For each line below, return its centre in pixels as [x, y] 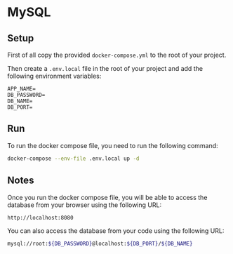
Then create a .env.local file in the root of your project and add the [105, 68]
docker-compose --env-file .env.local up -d [73, 159]
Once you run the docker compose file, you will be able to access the [107, 197]
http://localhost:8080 [40, 218]
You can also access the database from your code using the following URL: [116, 231]
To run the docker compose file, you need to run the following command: [113, 145]
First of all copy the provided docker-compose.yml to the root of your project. [117, 55]
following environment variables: [54, 76]
